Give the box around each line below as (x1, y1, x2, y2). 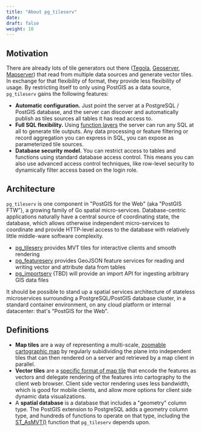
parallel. (15, 360, 35, 368)
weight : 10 (6, 25, 34, 32)
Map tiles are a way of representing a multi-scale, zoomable (15, 341, 166, 348)
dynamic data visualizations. (15, 393, 87, 400)
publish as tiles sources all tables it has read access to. (15, 115, 153, 122)
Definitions (6, 325, 49, 336)
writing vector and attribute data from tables (15, 263, 126, 271)
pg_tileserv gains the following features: (6, 90, 109, 98)
